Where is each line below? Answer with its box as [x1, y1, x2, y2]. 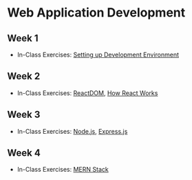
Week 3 [7, 109, 41, 121]
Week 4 [7, 147, 41, 159]
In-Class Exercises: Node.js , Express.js [17, 127, 128, 135]
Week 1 [7, 32, 39, 44]
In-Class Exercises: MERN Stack [17, 166, 109, 174]
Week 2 [7, 70, 41, 82]
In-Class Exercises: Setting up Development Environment [17, 50, 180, 59]
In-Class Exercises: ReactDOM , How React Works [17, 88, 158, 97]
